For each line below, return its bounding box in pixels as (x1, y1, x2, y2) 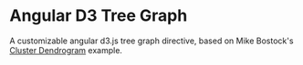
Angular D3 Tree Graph (9, 5, 188, 26)
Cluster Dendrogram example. (9, 44, 123, 55)
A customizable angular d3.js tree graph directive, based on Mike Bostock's (9, 35, 294, 46)
